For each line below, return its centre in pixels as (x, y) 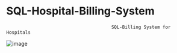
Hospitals (19, 32)
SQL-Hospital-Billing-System (80, 11)
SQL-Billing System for (141, 27)
